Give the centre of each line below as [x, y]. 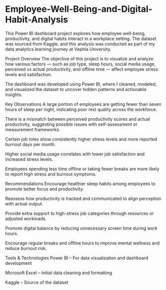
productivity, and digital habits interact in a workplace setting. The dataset [81, 39]
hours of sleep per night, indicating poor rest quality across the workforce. [81, 109]
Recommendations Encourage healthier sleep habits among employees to [80, 184]
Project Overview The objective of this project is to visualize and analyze [79, 58]
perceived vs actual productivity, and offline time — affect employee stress [82, 69]
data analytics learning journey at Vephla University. [58, 49]
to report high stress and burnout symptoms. [51, 174]
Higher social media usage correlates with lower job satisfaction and [75, 154]
